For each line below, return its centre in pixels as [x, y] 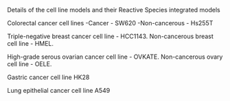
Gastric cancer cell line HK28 [48, 77]
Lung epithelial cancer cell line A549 [59, 90]
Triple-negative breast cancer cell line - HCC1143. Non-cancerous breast [111, 36]
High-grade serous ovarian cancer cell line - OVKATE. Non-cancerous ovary [115, 57]
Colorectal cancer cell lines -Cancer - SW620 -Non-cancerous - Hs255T [110, 23]
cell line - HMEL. [30, 43]
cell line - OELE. [30, 64]
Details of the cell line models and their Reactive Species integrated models [114, 10]
